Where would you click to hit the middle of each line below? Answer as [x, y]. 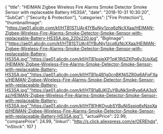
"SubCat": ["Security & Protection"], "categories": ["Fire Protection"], [74, 17]
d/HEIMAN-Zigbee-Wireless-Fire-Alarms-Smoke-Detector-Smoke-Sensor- [80, 111]
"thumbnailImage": [24, 22]
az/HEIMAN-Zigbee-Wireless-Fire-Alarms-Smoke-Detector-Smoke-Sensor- [81, 95]
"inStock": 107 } [21, 126]
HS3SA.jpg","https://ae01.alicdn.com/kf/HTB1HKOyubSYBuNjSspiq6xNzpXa [81, 106]
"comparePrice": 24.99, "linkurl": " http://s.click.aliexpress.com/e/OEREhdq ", [82, 121]
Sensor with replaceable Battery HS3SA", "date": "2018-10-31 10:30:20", [77, 12]
